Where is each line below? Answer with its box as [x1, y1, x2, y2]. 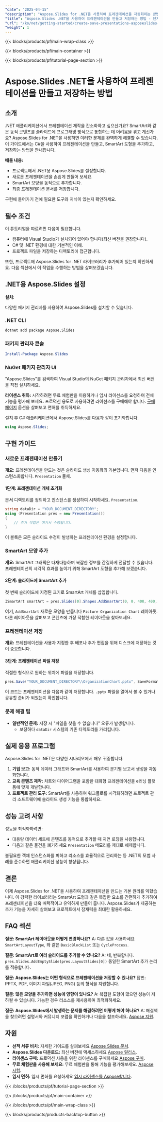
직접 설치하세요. [10, 382, 40, 388]
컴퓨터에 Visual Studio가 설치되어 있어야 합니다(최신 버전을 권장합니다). [12, 236, 148, 242]
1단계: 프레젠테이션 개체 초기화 [5, 485, 63, 491]
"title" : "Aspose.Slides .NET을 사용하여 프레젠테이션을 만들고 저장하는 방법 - [5, 16, 151, 21]
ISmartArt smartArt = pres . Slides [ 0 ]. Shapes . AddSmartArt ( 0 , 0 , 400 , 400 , [5, 599, 158, 604]
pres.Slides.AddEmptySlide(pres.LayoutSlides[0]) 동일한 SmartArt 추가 [5, 958, 148, 964]
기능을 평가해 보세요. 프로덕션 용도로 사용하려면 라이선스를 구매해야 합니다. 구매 [5, 398, 155, 404]
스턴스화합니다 [5, 473, 33, 479]
